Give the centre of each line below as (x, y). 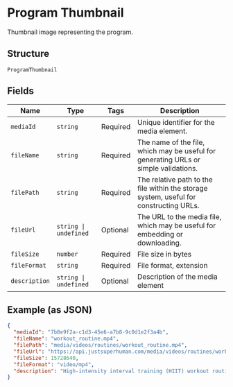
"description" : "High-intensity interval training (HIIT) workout (111, 371)
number (67, 254)
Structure (28, 54)
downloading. (159, 243)
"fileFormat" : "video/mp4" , (54, 364)
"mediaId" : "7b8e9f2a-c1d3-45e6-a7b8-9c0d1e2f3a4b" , (91, 332)
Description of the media (178, 277)
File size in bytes (165, 254)
